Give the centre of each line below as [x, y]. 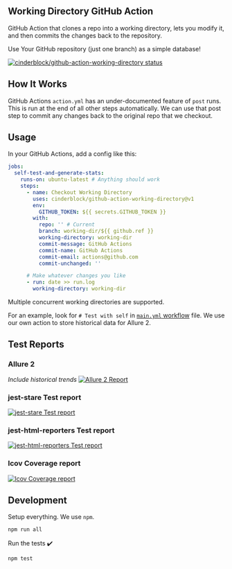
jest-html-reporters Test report [61, 430]
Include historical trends [42, 379]
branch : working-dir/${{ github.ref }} [96, 231]
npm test [20, 559]
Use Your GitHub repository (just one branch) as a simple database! [105, 49]
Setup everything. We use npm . [51, 517]
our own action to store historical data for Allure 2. [79, 323]
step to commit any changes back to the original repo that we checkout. [110, 115]
